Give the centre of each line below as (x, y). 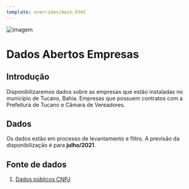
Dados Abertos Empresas (73, 54)
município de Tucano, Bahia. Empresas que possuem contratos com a (94, 98)
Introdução (28, 77)
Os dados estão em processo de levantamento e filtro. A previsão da (93, 139)
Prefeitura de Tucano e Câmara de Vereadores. (66, 104)
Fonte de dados (37, 164)
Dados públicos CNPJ (43, 179)
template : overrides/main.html (46, 12)
